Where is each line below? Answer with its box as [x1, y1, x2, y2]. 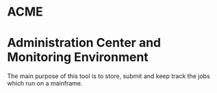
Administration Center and [7, 35, 162, 51]
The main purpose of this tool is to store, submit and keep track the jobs [7, 72, 210, 80]
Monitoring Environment [7, 50, 149, 65]
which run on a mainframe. [7, 79, 84, 88]
